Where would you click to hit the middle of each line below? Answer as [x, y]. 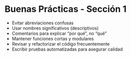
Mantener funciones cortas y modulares [53, 39]
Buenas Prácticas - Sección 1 [66, 9]
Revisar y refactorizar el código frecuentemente [61, 44]
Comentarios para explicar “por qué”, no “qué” [59, 33]
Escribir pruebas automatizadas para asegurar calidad [67, 49]
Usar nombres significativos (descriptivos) [55, 28]
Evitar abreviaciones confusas [43, 23]
